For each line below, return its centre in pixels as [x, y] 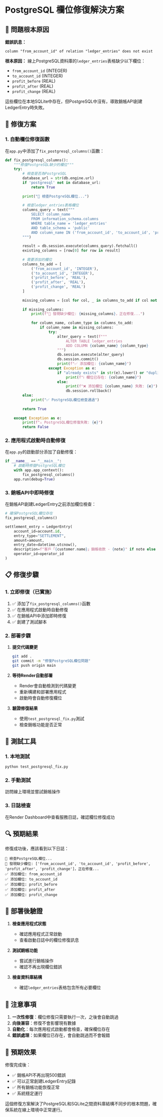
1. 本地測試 [17, 756]
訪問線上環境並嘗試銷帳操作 [33, 792]
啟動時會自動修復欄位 [41, 698]
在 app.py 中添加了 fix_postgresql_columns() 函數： [55, 151]
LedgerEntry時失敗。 [26, 107]
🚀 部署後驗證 [24, 911]
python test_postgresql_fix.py [37, 767]
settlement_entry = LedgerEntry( [39, 527]
